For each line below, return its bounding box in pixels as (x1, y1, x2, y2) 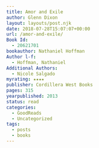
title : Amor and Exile (6, 8, 63, 15)
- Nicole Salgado (11, 71, 56, 77)
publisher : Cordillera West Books (6, 82, 94, 88)
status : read (6, 98, 39, 105)
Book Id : (6, 37, 28, 43)
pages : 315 (6, 88, 34, 94)
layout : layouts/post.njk (6, 20, 71, 26)
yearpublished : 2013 (6, 93, 59, 99)
